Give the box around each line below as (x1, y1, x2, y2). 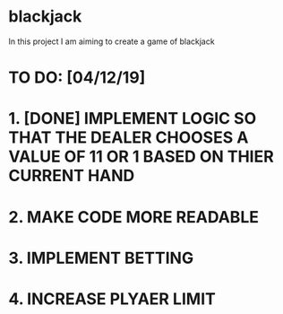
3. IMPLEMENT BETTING (8, 248, 194, 268)
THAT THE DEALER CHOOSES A (8, 127, 249, 148)
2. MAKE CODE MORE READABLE (8, 206, 259, 227)
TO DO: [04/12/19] (8, 67, 146, 88)
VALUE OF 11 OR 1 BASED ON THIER (8, 146, 274, 167)
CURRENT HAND (8, 166, 135, 186)
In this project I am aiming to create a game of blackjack (8, 36, 216, 47)
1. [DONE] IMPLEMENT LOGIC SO (8, 109, 257, 129)
